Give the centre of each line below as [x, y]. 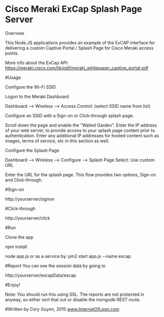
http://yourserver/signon [30, 199]
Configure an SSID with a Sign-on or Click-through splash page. [70, 115]
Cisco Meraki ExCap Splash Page [74, 9]
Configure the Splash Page [32, 150]
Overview [15, 33]
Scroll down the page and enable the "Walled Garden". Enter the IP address [81, 125]
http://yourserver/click [28, 218]
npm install [16, 247]
